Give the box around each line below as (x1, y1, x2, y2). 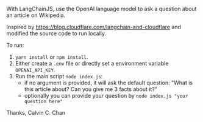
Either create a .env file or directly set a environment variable (15, 60, 169, 67)
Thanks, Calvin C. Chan (6, 109, 66, 116)
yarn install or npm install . (15, 53, 88, 60)
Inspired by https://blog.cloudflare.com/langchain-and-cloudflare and (6, 24, 182, 30)
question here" (24, 98, 63, 104)
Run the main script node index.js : (15, 73, 103, 80)
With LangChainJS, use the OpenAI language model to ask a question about (6, 5, 197, 12)
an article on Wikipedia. (6, 12, 66, 19)
